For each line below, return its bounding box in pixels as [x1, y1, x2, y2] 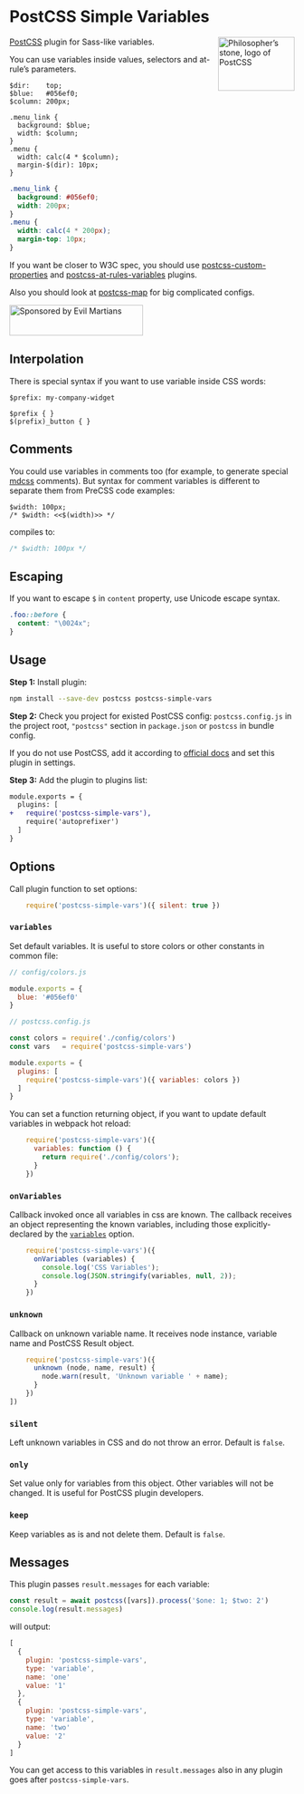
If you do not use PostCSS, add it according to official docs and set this [9, 747, 275, 758]
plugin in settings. [9, 757, 76, 768]
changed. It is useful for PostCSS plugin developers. [9, 1488, 204, 1498]
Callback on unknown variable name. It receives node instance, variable [9, 1328, 278, 1339]
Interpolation [9, 352, 84, 367]
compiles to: [9, 526, 56, 537]
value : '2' [25, 1731, 67, 1741]
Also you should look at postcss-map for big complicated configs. [9, 286, 255, 297]
